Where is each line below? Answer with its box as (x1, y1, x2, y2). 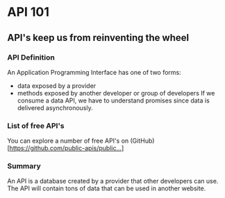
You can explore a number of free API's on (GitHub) (7, 136, 155, 145)
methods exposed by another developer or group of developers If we (17, 89, 215, 97)
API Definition (7, 53, 56, 62)
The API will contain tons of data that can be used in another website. (7, 184, 206, 192)
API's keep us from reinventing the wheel (7, 32, 190, 44)
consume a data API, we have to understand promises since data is (17, 96, 210, 105)
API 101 (7, 4, 50, 20)
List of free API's (7, 120, 65, 130)
